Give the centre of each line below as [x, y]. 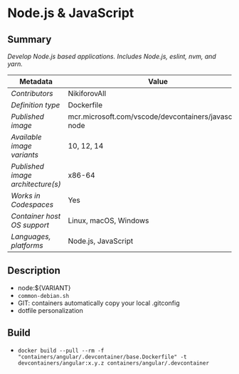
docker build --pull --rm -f [61, 351]
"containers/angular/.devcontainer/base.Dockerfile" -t [102, 357]
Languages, [31, 236]
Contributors [32, 93]
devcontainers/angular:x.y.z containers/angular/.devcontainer [113, 363]
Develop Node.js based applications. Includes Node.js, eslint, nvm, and [112, 56]
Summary [30, 39]
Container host [36, 216]
